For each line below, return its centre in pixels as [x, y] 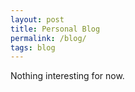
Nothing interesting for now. [67, 76]
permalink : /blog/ [48, 38]
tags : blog [33, 47]
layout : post [37, 19]
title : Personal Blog [55, 29]
